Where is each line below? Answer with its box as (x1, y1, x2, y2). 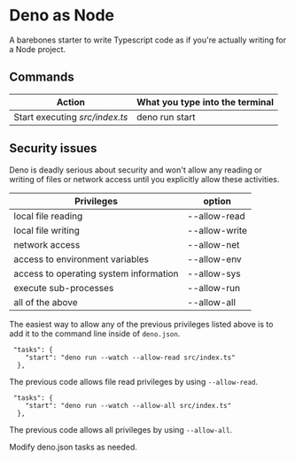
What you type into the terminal (136, 96, 275, 108)
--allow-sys (187, 267, 241, 280)
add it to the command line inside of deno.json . (9, 328, 181, 339)
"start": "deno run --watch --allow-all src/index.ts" (25, 401, 232, 410)
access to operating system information (13, 267, 179, 280)
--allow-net (187, 238, 240, 250)
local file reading (13, 210, 83, 222)
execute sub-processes (13, 281, 114, 294)
